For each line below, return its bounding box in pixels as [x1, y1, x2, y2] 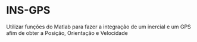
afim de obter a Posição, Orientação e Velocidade [6, 29, 128, 36]
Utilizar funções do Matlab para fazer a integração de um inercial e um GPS [6, 23, 192, 30]
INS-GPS [6, 4, 51, 17]
